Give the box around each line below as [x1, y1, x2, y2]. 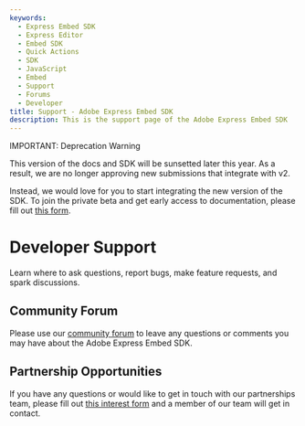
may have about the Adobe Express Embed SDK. [9, 337, 194, 348]
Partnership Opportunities [9, 364, 163, 379]
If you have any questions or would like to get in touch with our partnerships [9, 388, 296, 399]
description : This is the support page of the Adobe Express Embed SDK [9, 115, 288, 124]
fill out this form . [9, 205, 71, 216]
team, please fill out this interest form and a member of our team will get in [9, 398, 290, 409]
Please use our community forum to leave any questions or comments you [9, 327, 289, 338]
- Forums [17, 90, 51, 99]
